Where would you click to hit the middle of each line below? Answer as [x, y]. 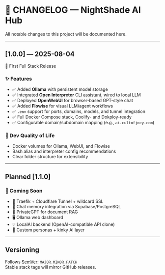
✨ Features [19, 79]
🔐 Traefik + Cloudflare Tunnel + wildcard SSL [58, 201]
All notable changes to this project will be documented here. [66, 34]
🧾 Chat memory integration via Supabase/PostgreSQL [67, 207]
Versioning [22, 250]
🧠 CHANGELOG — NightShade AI [73, 10]
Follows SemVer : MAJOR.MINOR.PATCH [41, 262]
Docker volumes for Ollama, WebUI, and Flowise [61, 146]
